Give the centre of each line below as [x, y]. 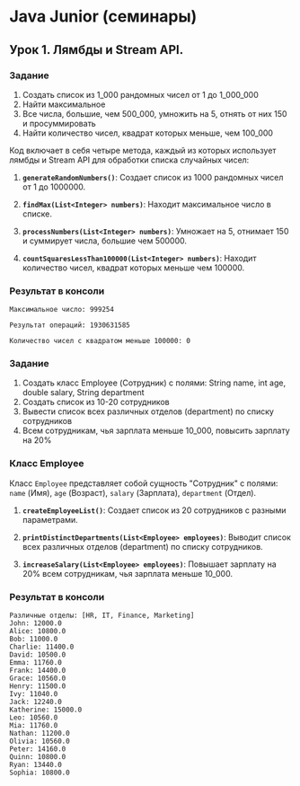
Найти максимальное [64, 104]
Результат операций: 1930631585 [70, 325]
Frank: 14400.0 [38, 671]
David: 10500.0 [38, 655]
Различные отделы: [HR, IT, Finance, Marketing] [102, 616]
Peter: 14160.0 [38, 749]
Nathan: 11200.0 [40, 734]
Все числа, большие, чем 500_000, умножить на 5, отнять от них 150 [154, 113]
